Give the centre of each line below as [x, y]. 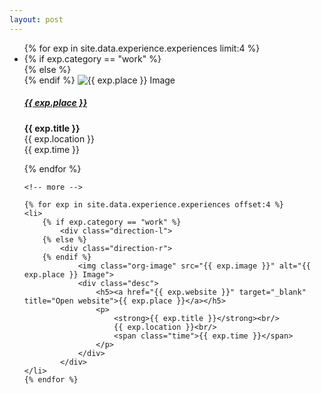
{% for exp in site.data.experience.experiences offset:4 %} [154, 204]
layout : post [36, 19]
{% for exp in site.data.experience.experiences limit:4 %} [142, 48]
